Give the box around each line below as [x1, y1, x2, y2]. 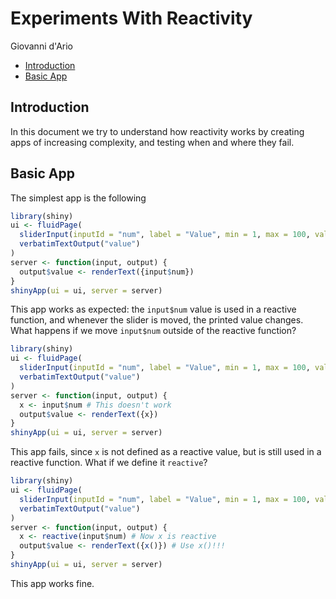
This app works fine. [10, 577, 95, 589]
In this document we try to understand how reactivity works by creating [10, 125, 305, 137]
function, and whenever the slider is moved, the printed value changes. [10, 314, 304, 326]
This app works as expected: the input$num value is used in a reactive [10, 303, 297, 316]
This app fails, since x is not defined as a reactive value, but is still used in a [10, 446, 322, 458]
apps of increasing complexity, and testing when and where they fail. [10, 136, 295, 148]
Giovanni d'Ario [10, 40, 74, 52]
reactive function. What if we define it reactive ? [10, 457, 208, 469]
